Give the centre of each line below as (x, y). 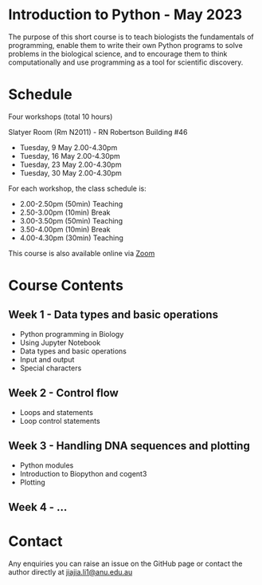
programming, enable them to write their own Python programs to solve (125, 45)
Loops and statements (57, 412)
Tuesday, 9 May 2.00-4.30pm (68, 147)
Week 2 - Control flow (64, 393)
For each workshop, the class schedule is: (77, 188)
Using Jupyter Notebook (60, 342)
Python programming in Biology (72, 334)
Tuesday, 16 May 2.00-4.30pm (70, 156)
